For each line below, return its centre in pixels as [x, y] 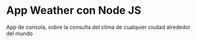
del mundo [20, 33]
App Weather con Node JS [74, 10]
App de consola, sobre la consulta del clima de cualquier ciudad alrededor [98, 27]
